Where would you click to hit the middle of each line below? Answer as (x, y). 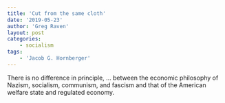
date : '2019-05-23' (35, 20)
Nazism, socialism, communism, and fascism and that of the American (107, 85)
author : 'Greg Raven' (38, 26)
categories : (24, 39)
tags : (15, 52)
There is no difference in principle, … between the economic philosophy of (113, 78)
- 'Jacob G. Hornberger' (55, 58)
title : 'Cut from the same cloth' (57, 13)
